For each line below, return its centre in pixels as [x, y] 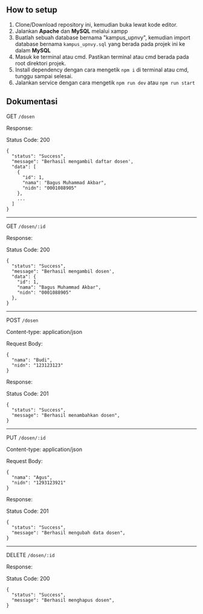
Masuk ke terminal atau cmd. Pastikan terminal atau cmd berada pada [102, 56]
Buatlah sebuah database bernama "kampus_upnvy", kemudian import [102, 37]
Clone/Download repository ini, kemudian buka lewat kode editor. [96, 24]
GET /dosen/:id [26, 226]
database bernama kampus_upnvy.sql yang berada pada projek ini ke [100, 44]
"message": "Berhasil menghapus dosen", [63, 600]
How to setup [32, 10]
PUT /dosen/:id [26, 437]
